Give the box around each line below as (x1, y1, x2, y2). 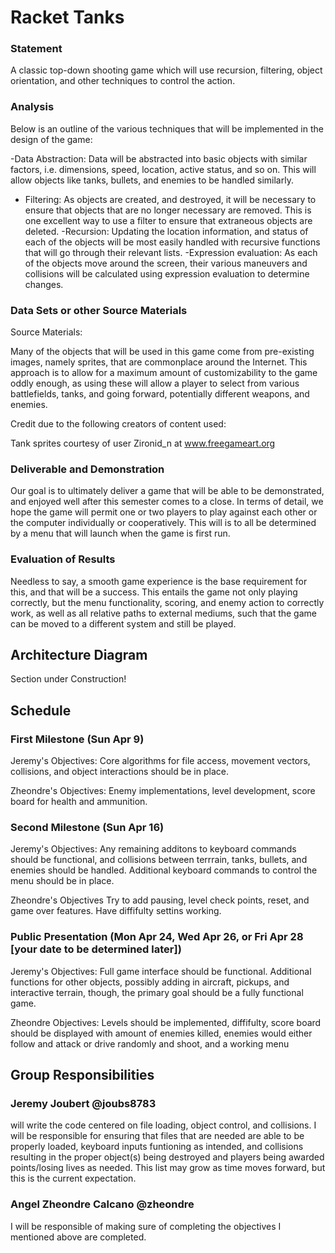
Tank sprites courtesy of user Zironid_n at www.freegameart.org (10, 437, 276, 450)
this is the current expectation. (10, 1172, 137, 1185)
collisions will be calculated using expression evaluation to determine (24, 267, 310, 280)
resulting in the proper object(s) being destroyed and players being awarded (10, 1151, 325, 1163)
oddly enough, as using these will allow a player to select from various (10, 377, 300, 390)
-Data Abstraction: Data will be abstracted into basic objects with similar (10, 152, 308, 165)
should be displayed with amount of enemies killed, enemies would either (10, 1027, 313, 1039)
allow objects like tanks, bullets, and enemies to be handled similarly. (10, 174, 294, 186)
